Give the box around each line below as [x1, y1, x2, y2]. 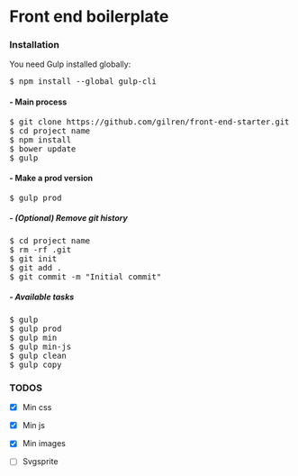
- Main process [9, 96, 68, 107]
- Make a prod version [9, 173, 93, 184]
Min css [22, 402, 52, 413]
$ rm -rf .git [9, 244, 72, 254]
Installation [9, 39, 60, 51]
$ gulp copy [9, 359, 62, 370]
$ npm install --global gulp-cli [9, 77, 158, 87]
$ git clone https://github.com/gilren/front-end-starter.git [9, 116, 290, 127]
